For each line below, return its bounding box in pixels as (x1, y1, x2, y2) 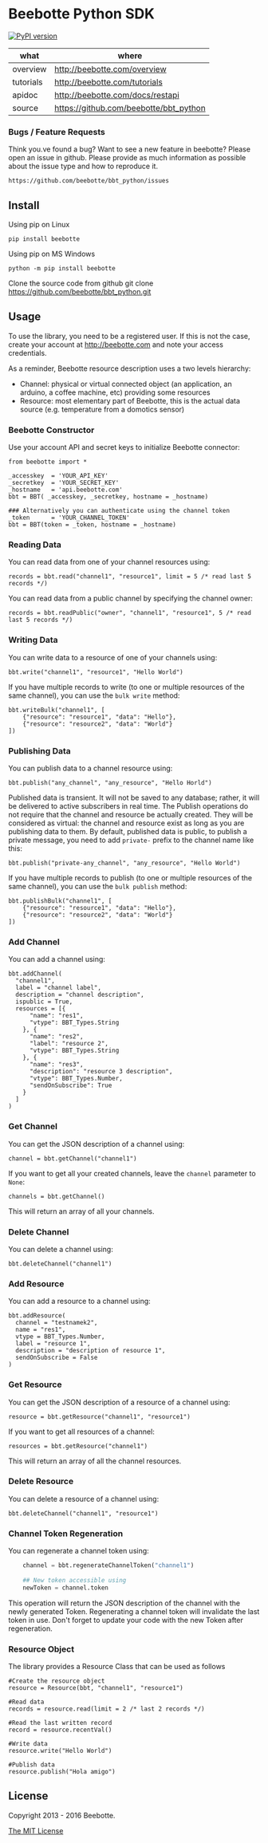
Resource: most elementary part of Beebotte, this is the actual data (19, 396, 241, 405)
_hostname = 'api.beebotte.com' (8, 486, 124, 494)
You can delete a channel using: (8, 1244, 113, 1254)
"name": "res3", (29, 1061, 84, 1069)
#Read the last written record (8, 1719, 112, 1727)
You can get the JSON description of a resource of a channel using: (8, 1397, 231, 1407)
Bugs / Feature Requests (8, 126, 105, 137)
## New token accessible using (22, 1576, 127, 1584)
